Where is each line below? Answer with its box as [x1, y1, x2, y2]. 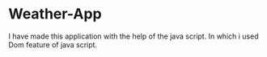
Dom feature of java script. [8, 39, 98, 49]
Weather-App [8, 5, 103, 23]
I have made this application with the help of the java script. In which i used [8, 31, 259, 41]
